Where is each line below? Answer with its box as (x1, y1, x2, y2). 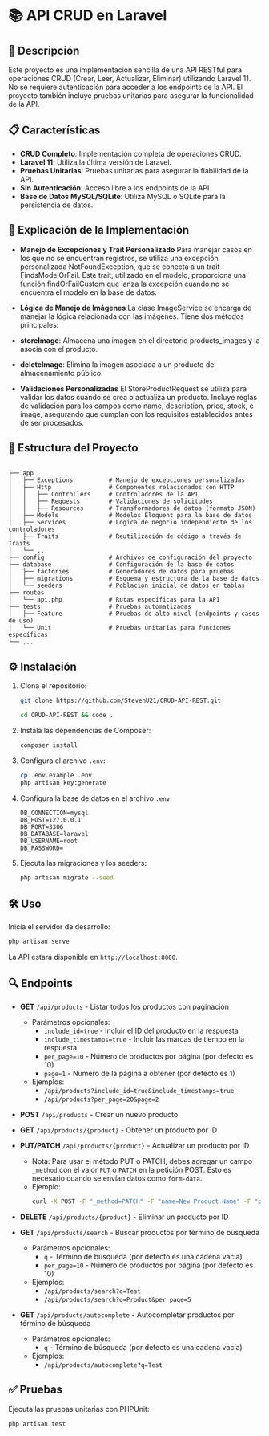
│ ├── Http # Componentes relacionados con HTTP (8, 483, 235, 492)
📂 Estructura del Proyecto (8, 441, 139, 455)
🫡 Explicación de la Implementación (8, 223, 190, 237)
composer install (19, 741, 78, 749)
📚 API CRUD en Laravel (8, 6, 167, 25)
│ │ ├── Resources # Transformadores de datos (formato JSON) (8, 504, 256, 512)
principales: (19, 320, 59, 329)
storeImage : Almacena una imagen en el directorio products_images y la (19, 335, 260, 345)
